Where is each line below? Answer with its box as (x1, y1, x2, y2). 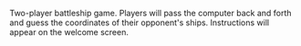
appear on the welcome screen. (9, 27, 130, 37)
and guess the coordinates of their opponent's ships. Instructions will (9, 17, 270, 28)
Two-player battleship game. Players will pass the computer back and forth (9, 8, 292, 18)
